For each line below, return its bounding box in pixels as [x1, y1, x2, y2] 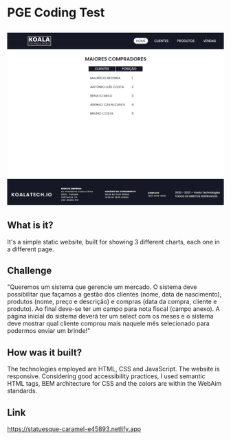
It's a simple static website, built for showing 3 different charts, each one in [7, 238, 220, 246]
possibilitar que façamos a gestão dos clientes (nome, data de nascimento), [7, 290, 222, 299]
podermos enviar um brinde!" [7, 327, 91, 335]
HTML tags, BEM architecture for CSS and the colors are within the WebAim [7, 380, 222, 388]
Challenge [7, 264, 52, 276]
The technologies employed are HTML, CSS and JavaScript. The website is [7, 365, 220, 373]
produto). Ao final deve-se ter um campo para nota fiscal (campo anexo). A [7, 305, 220, 313]
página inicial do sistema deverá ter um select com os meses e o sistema [7, 312, 214, 321]
